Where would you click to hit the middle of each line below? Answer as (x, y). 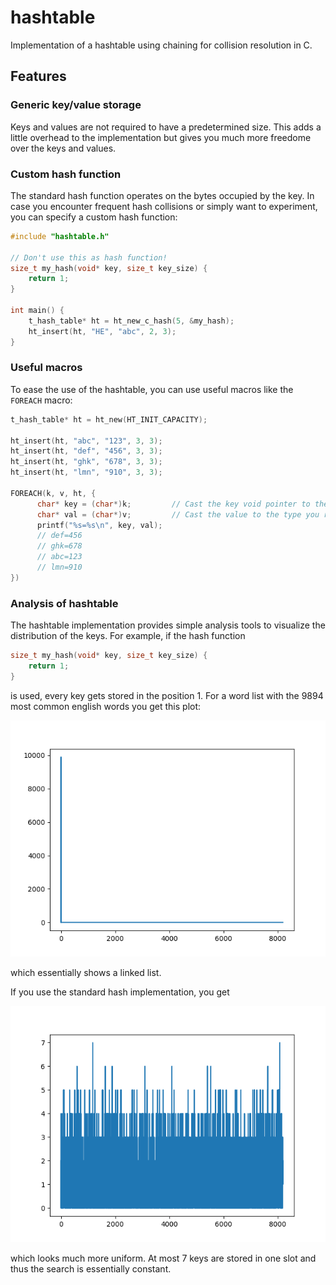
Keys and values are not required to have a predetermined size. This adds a (166, 127)
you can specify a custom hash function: (94, 217)
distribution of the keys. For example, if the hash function (128, 636)
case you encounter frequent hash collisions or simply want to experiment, (164, 206)
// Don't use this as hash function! (89, 257)
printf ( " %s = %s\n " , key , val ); (99, 525)
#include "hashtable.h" (60, 236)
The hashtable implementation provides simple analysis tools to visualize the (168, 625)
